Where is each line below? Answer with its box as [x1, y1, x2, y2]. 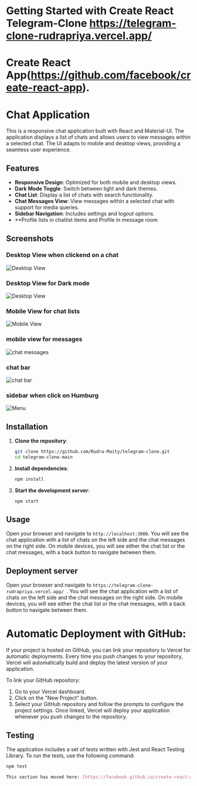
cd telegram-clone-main [14, 454, 73, 460]
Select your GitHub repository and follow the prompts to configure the [14, 701, 184, 708]
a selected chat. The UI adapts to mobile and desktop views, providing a [6, 140, 181, 147]
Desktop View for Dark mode [6, 279, 90, 287]
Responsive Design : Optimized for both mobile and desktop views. [14, 179, 177, 186]
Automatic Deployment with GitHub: [6, 627, 186, 641]
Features [6, 163, 39, 173]
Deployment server [6, 566, 78, 576]
